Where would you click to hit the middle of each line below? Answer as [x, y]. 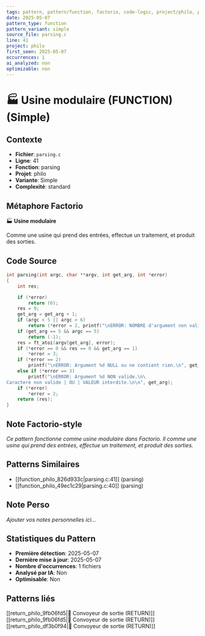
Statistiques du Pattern [51, 539]
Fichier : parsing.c [38, 154]
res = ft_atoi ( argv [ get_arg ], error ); [67, 342]
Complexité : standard [43, 187]
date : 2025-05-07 [28, 18]
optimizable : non [28, 69]
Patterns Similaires [43, 464]
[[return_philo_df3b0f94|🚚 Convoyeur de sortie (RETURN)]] [81, 626]
